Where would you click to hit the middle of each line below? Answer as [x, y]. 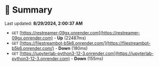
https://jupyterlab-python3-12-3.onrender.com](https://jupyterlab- [88, 53]
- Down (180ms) [71, 48]
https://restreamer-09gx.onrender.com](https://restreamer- [81, 33]
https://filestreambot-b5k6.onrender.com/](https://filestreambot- [86, 43]
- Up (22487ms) [70, 38]
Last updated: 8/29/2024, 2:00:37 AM [44, 23]
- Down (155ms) [87, 58]
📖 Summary [28, 10]
